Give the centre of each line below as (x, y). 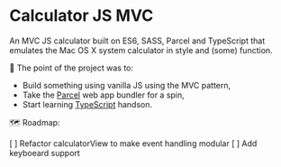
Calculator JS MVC (82, 16)
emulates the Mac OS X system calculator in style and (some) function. (141, 50)
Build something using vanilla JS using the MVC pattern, (127, 85)
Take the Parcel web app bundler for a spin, (103, 95)
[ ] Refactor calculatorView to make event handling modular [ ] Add (133, 143)
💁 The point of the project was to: (71, 68)
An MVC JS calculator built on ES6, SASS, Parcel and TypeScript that (137, 41)
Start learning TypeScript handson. (87, 104)
